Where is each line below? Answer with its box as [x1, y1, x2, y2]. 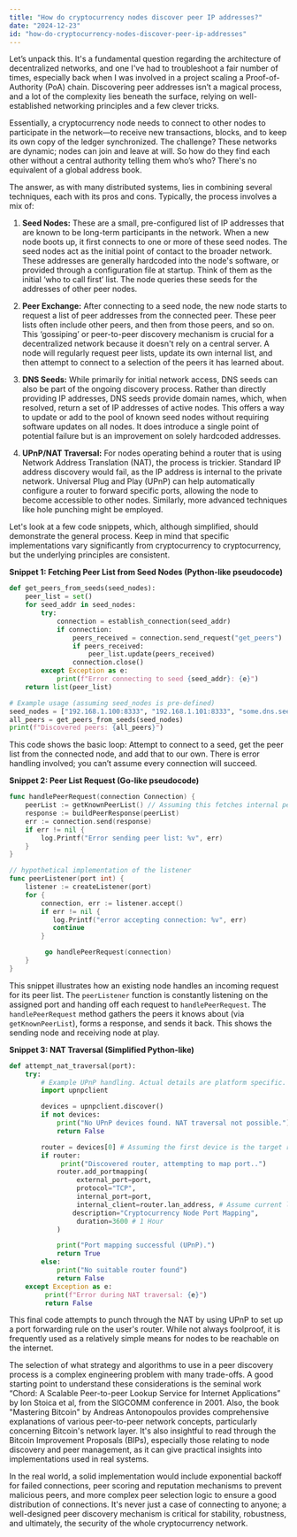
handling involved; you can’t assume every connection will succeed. [9, 758, 258, 769]
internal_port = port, [76, 1192, 152, 1201]
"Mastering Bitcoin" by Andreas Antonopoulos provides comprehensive [9, 1407, 270, 1418]
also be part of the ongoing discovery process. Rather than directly [21, 384, 267, 395]
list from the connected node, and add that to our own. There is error [9, 749, 261, 759]
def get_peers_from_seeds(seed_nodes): [9, 584, 156, 593]
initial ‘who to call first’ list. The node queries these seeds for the [21, 274, 258, 285]
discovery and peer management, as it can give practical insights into [9, 1444, 263, 1456]
